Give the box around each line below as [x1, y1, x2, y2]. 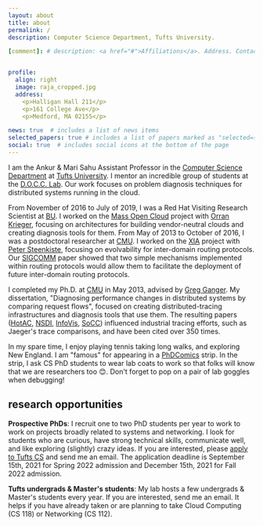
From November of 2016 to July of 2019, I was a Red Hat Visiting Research [8, 203, 248, 212]
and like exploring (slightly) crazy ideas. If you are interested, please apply [8, 444, 248, 453]
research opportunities [8, 398, 124, 411]
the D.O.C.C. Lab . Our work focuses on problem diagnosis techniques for [8, 179, 243, 188]
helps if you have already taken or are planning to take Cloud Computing [8, 500, 242, 510]
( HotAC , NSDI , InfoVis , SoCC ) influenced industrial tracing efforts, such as [8, 318, 247, 327]
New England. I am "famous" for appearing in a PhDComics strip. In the [8, 350, 238, 360]
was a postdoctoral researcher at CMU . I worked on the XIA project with [8, 236, 240, 246]
